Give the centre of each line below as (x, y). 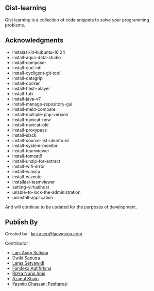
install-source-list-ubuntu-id (40, 140)
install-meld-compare (34, 109)
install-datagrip (27, 78)
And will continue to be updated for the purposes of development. (71, 207)
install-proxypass (29, 130)
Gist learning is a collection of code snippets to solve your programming (77, 20)
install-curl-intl (27, 67)
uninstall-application (33, 197)
